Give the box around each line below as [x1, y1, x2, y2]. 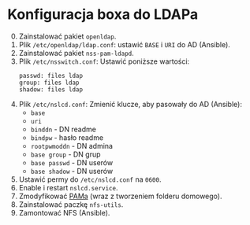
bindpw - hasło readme [30, 132, 104, 142]
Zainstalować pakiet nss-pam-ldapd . [18, 48, 135, 57]
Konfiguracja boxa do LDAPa [7, 6, 199, 24]
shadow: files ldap [18, 85, 84, 94]
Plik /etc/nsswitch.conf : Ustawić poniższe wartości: [18, 57, 190, 66]
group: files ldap [18, 79, 80, 87]
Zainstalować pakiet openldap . [18, 31, 117, 41]
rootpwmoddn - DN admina [30, 141, 114, 150]
